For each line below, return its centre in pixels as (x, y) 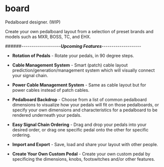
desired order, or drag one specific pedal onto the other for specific (80, 129)
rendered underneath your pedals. (47, 115)
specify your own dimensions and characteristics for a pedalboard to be (85, 110)
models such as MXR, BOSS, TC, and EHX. (48, 37)
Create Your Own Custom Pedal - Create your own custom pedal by (81, 154)
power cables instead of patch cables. (51, 90)
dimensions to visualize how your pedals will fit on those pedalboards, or (85, 104)
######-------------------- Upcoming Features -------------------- (73, 46)
